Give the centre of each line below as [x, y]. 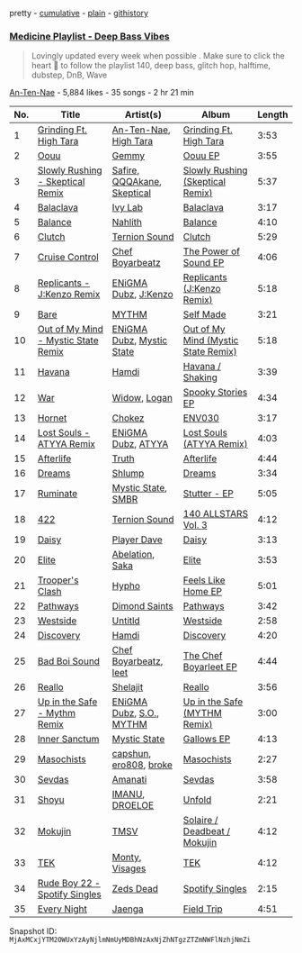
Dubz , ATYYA [140, 444]
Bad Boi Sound [69, 661]
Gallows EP [207, 740]
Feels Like [204, 580]
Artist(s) [143, 114]
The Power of [212, 251]
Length [273, 114]
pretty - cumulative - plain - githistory [79, 13]
